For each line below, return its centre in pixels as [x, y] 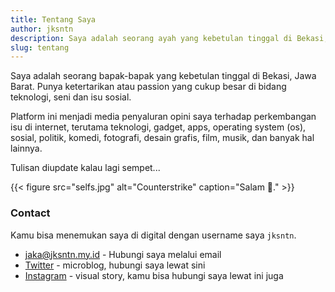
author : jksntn [42, 29]
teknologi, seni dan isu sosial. [71, 97]
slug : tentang [40, 47]
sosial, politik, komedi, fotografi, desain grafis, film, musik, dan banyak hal [162, 138]
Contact [30, 213]
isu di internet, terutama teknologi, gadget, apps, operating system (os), [158, 127]
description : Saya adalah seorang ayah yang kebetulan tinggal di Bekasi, [169, 38]
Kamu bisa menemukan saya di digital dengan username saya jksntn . [153, 235]
